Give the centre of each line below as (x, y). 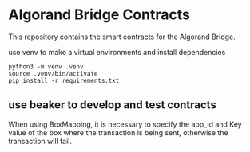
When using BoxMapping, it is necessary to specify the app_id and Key (125, 124)
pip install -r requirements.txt (64, 80)
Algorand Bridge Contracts (99, 15)
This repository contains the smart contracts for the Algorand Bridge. (122, 37)
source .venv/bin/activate (53, 73)
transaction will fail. (40, 141)
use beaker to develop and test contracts (113, 105)
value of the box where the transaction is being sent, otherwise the (119, 132)
